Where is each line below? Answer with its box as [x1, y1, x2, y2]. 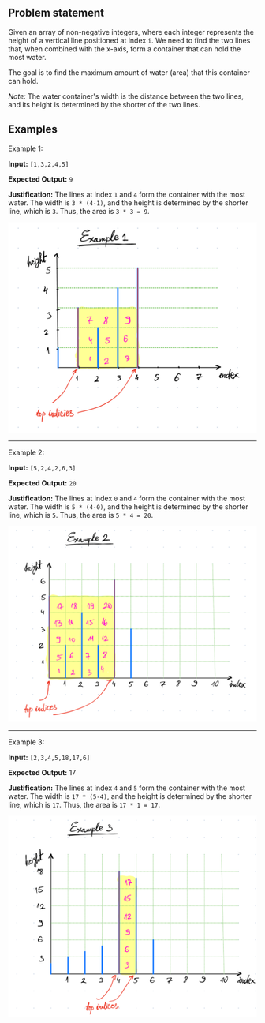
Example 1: [8, 144, 43, 153]
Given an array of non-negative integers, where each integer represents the [8, 27, 255, 36]
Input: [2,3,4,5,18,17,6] [8, 752, 91, 762]
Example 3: [8, 737, 45, 747]
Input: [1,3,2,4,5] [8, 159, 69, 168]
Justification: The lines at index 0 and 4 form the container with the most [8, 493, 246, 503]
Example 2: [8, 448, 45, 457]
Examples [8, 122, 58, 137]
